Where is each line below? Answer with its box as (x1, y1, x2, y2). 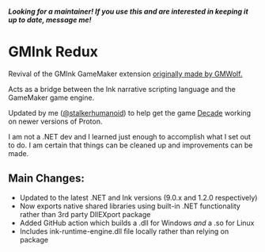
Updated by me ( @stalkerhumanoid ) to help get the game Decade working (8, 108, 252, 117)
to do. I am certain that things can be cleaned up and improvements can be (8, 140, 253, 150)
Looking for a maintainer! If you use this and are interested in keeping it (8, 7, 249, 16)
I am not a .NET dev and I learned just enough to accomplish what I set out (8, 132, 252, 141)
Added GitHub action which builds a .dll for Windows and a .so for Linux (19, 218, 255, 227)
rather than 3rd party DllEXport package (19, 209, 151, 219)
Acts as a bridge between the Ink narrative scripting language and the (8, 84, 236, 94)
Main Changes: (8, 172, 85, 185)
